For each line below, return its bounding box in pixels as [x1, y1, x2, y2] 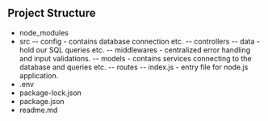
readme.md [19, 105, 58, 115]
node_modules [19, 27, 69, 37]
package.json [19, 96, 65, 106]
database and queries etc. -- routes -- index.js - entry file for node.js [19, 62, 249, 72]
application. [19, 70, 59, 80]
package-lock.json [19, 88, 82, 98]
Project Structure [7, 6, 96, 20]
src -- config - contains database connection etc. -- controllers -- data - [19, 36, 260, 46]
